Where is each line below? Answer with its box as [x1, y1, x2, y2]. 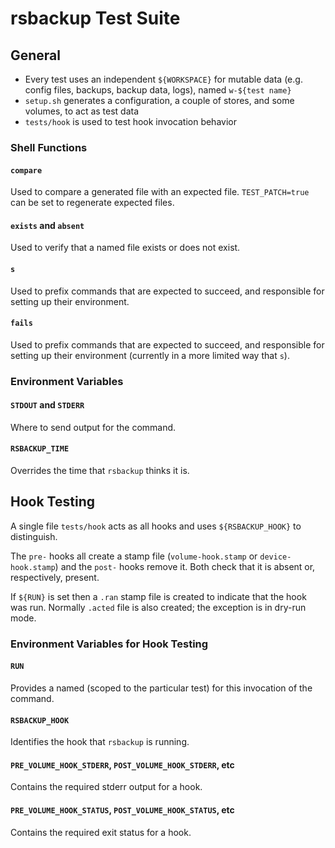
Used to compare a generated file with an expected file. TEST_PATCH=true [10, 186, 310, 198]
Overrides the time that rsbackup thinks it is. [10, 465, 190, 477]
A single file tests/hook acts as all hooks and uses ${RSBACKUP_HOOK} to [10, 520, 302, 532]
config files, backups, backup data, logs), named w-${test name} [24, 84, 292, 96]
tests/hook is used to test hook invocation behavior [24, 116, 237, 127]
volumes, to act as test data [24, 105, 140, 117]
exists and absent [10, 219, 85, 231]
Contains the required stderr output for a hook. [10, 781, 203, 793]
